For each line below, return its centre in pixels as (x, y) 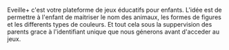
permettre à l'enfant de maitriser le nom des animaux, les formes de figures (114, 17)
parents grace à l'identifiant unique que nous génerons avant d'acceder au (113, 32)
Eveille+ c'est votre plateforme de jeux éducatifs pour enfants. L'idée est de (114, 10)
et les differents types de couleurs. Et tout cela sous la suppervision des (110, 24)
